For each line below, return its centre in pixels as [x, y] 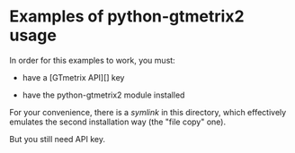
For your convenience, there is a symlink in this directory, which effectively [148, 112]
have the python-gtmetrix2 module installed [103, 95]
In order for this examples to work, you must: [92, 60]
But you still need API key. [58, 139]
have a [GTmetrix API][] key [73, 77]
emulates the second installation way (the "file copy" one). [118, 122]
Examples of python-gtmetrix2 [127, 17]
